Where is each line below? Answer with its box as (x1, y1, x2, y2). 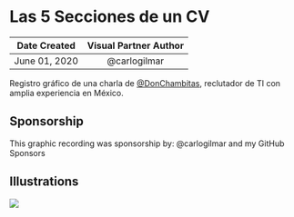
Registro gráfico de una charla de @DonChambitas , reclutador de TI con (9, 77, 280, 88)
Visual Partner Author (86, 39, 185, 52)
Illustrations (9, 174, 79, 190)
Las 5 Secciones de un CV (9, 6, 210, 27)
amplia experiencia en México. (9, 87, 125, 98)
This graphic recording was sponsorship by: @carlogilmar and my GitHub (9, 138, 285, 149)
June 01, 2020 (14, 54, 79, 67)
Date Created (16, 39, 76, 52)
